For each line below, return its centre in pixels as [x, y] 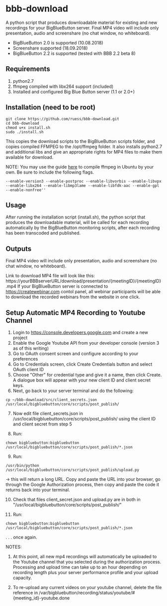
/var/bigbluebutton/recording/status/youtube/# [87, 593]
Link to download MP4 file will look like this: [50, 276]
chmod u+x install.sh [28, 128]
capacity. [22, 578]
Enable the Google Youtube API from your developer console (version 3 [86, 343]
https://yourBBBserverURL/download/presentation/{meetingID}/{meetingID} [83, 281]
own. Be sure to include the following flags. [50, 172]
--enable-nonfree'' [26, 190]
